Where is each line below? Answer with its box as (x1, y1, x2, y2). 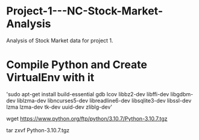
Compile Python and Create (6, 58, 148, 72)
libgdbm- (170, 90, 194, 97)
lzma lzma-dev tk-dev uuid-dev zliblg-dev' (6, 103, 113, 111)
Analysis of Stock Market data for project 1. (6, 37, 113, 44)
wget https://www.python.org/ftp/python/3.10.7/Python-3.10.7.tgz (6, 115, 168, 122)
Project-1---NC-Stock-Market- (6, 4, 163, 18)
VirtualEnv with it (6, 71, 95, 85)
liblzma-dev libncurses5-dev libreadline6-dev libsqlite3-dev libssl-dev (17, 97, 192, 104)
